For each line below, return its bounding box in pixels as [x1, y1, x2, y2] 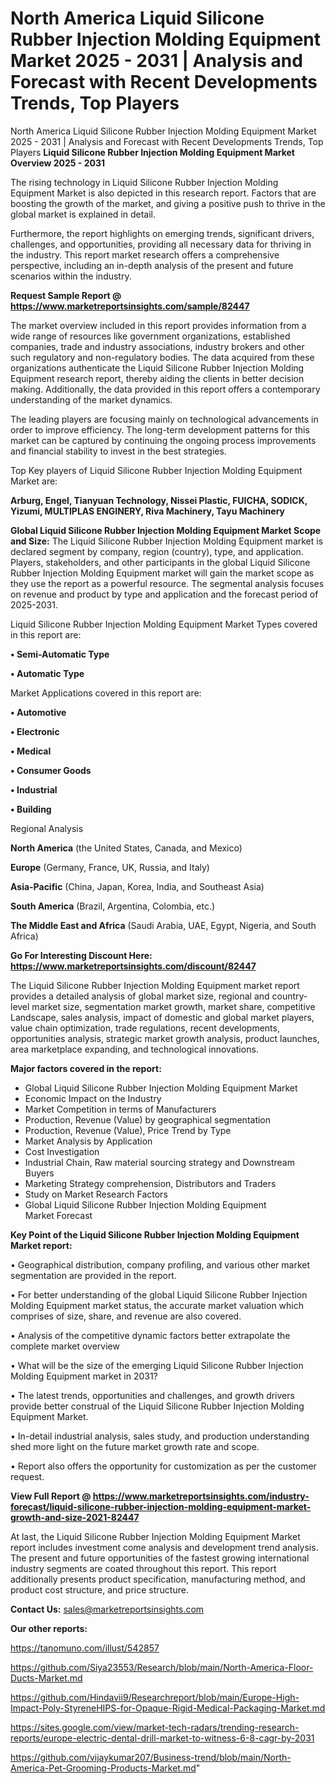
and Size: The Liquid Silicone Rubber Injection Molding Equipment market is [10, 535, 324, 547]
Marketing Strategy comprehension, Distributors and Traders [24, 1177, 277, 1189]
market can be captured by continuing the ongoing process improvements [10, 434, 317, 446]
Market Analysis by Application [24, 1135, 153, 1147]
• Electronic [10, 725, 60, 737]
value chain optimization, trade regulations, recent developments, [10, 1022, 280, 1034]
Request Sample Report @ [10, 289, 122, 301]
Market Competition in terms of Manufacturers [24, 1103, 217, 1115]
